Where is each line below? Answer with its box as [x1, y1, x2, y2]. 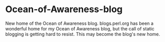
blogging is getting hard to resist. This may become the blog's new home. [5, 31, 160, 37]
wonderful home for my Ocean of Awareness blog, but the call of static [5, 25, 155, 31]
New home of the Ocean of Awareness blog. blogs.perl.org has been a [5, 20, 154, 26]
